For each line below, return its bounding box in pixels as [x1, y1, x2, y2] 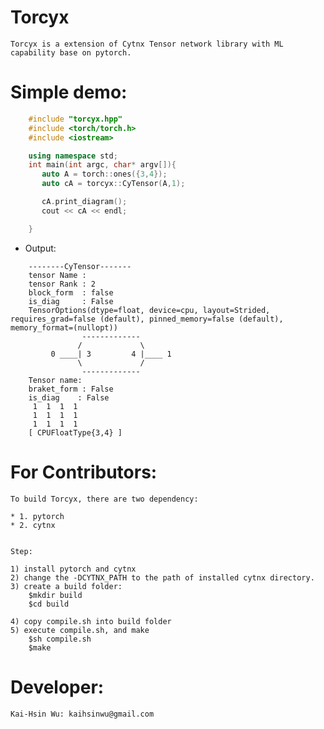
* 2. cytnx [10, 520, 56, 530]
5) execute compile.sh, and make [10, 625, 150, 635]
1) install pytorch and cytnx [10, 564, 137, 574]
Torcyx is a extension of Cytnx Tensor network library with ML [10, 39, 284, 49]
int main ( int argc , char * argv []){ [28, 160, 177, 170]
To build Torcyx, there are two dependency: [10, 494, 199, 504]
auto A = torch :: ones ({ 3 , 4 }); [41, 169, 168, 180]
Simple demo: [10, 81, 128, 104]
